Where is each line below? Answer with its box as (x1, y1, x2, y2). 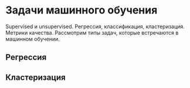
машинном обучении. (5, 35, 60, 42)
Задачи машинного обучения (5, 4, 158, 17)
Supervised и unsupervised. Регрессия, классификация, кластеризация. (5, 23, 185, 30)
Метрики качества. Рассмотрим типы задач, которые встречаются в (5, 29, 179, 36)
